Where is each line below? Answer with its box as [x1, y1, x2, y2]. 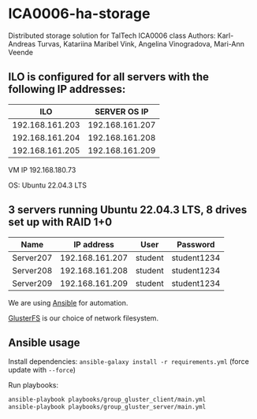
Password [177, 239, 215, 250]
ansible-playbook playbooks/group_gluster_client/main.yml [8, 395, 207, 404]
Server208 [12, 265, 53, 276]
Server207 [12, 252, 53, 263]
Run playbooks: [8, 380, 59, 390]
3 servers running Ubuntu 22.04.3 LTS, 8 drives [8, 203, 248, 217]
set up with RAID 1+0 [8, 216, 113, 229]
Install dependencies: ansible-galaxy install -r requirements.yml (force [8, 357, 250, 366]
